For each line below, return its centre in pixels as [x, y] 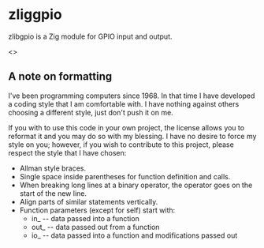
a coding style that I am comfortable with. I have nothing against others [124, 103]
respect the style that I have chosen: [67, 152]
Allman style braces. [53, 168]
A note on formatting [60, 77]
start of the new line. [53, 193]
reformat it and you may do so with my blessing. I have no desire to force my [132, 136]
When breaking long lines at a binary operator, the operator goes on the [136, 185]
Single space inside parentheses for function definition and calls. [125, 176]
